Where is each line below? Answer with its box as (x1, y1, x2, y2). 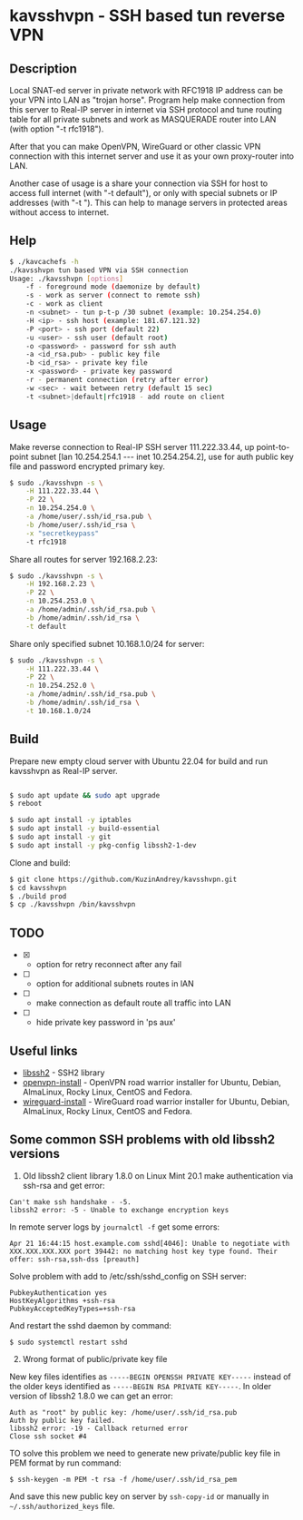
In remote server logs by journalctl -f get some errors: (9, 1221, 220, 1232)
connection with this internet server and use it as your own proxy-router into (9, 151, 295, 162)
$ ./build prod (9, 891, 67, 901)
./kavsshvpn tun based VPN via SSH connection (9, 265, 189, 275)
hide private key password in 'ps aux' (35, 1017, 176, 1028)
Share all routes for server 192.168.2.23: (9, 554, 159, 564)
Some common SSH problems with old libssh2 (9, 1132, 275, 1148)
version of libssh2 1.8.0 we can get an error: (9, 1390, 174, 1401)
